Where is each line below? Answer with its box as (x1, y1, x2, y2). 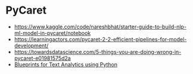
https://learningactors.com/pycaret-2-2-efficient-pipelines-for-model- (14, 36, 187, 43)
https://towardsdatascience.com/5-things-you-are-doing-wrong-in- (14, 48, 182, 55)
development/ (14, 42, 49, 49)
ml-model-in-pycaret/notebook (14, 29, 91, 36)
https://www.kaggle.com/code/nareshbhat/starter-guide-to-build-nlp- (14, 23, 187, 30)
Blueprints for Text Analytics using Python (14, 60, 117, 68)
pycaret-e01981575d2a (14, 54, 71, 62)
